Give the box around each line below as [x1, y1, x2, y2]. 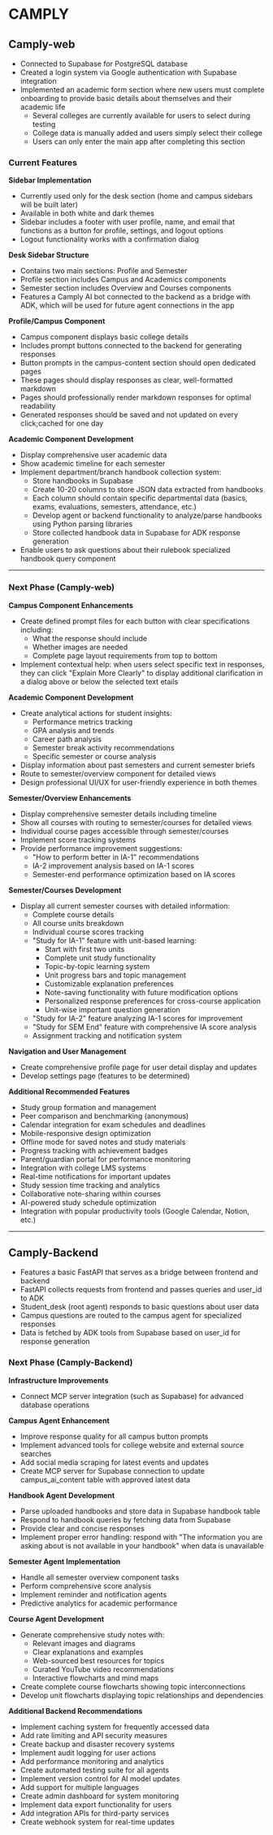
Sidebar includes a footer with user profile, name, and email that [19, 217, 236, 227]
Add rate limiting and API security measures [19, 1730, 168, 1740]
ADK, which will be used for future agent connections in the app [19, 300, 235, 310]
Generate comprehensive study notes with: [19, 1629, 165, 1640]
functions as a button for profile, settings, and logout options [19, 225, 223, 236]
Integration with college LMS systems [19, 1163, 146, 1173]
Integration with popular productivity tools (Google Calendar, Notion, [19, 1206, 250, 1216]
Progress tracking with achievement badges [19, 1145, 168, 1156]
